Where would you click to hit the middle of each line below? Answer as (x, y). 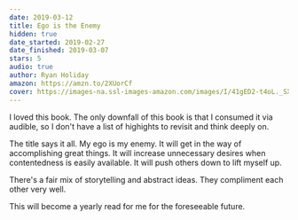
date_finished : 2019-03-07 (59, 51)
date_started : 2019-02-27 (57, 42)
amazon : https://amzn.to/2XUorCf (71, 83)
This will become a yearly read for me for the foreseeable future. (127, 206)
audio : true (31, 67)
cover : (21, 91)
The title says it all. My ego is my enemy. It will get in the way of (125, 144)
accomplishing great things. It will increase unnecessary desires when (137, 153)
